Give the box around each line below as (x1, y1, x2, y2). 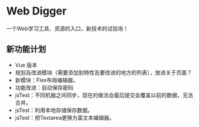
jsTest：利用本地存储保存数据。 (14, 107, 93, 114)
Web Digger (6, 4, 67, 18)
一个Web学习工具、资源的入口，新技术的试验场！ (6, 25, 128, 32)
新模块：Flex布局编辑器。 (14, 76, 78, 84)
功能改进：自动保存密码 (14, 84, 74, 91)
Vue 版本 (14, 61, 37, 69)
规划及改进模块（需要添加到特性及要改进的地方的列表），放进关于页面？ (14, 69, 192, 76)
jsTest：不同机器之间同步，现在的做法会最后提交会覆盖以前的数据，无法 (14, 91, 194, 99)
